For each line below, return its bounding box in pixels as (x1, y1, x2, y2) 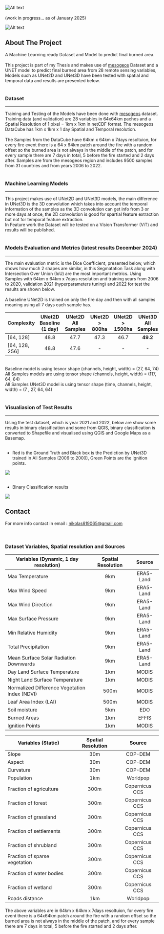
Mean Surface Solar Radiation (7, 655, 76, 661)
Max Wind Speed (7, 587, 47, 594)
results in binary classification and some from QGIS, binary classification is (5, 425, 155, 431)
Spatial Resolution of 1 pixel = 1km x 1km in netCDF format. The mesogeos (5, 121, 154, 127)
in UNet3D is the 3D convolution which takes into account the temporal (5, 201, 148, 207)
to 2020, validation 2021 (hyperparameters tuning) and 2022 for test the (5, 281, 150, 287)
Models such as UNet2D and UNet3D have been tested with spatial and (5, 72, 149, 78)
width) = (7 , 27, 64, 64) (5, 387, 53, 392)
